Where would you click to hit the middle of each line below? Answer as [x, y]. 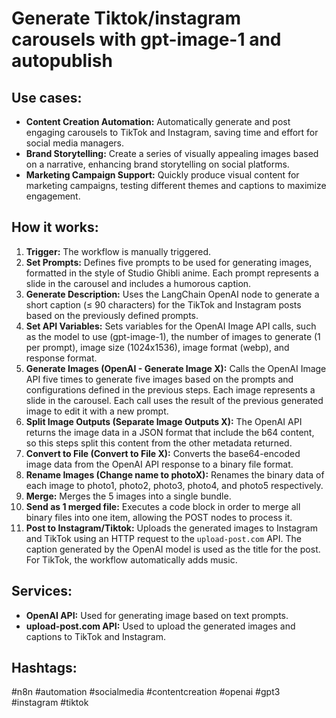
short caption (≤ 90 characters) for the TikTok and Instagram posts [163, 304]
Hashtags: [44, 668]
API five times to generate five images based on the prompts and [159, 379]
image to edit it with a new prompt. [97, 411]
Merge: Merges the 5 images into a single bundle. [128, 496]
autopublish [62, 61]
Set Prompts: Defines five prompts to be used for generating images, [169, 262]
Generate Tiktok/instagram [126, 18]
